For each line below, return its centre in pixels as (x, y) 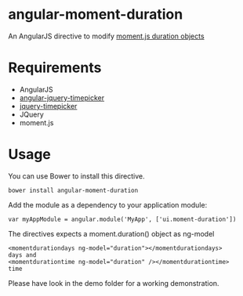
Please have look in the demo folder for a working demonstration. (114, 283)
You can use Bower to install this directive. (76, 176)
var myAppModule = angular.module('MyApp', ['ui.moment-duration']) (122, 219)
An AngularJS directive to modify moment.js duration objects (107, 36)
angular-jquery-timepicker (62, 97)
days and (22, 255)
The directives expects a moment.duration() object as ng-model (111, 233)
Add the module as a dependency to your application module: (108, 204)
